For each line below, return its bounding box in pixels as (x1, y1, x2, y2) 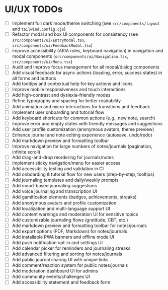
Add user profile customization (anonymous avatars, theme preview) (12, 126, 154, 132)
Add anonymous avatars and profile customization (12, 200, 117, 206)
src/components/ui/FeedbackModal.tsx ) (12, 42, 93, 48)
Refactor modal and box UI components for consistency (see (12, 31, 138, 37)
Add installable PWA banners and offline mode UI (12, 234, 114, 240)
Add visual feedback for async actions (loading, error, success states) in (12, 69, 162, 76)
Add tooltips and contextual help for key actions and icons (12, 81, 133, 87)
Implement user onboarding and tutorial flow (12, 109, 105, 115)
